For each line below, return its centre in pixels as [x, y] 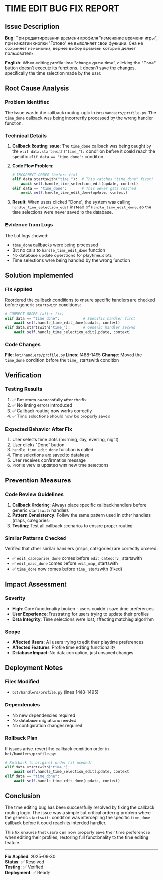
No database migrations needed [44, 720]
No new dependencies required [44, 715]
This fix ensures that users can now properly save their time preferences [78, 832]
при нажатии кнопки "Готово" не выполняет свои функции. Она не [74, 43]
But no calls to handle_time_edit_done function [58, 250]
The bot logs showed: [27, 235]
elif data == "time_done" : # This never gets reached [74, 188]
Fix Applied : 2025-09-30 [30, 857]
